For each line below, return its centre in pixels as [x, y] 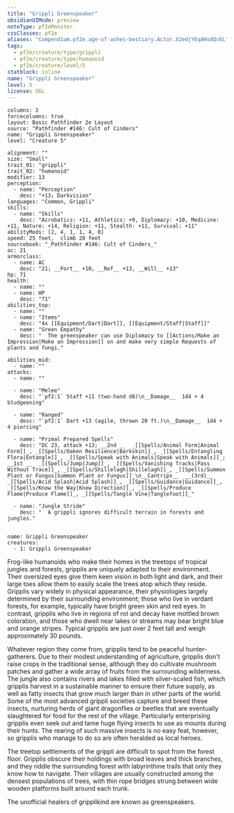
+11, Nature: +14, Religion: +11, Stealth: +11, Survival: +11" [102, 226]
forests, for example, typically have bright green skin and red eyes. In [107, 606]
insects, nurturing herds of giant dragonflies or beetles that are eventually [113, 709]
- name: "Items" [37, 317]
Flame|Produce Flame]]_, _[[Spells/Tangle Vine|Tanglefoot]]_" [101, 494]
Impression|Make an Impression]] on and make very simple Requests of [112, 342]
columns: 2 [23, 111]
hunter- [196, 649]
